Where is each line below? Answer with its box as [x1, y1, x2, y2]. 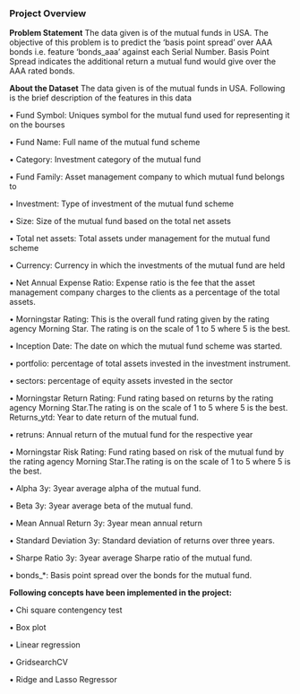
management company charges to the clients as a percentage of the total [9, 287, 280, 298]
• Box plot [9, 622, 47, 633]
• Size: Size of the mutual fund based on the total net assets [9, 216, 231, 227]
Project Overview [9, 7, 87, 20]
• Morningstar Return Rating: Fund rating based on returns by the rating [9, 393, 274, 403]
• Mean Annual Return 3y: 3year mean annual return [9, 518, 203, 529]
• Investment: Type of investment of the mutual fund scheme [9, 198, 235, 209]
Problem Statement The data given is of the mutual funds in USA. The [9, 28, 269, 39]
